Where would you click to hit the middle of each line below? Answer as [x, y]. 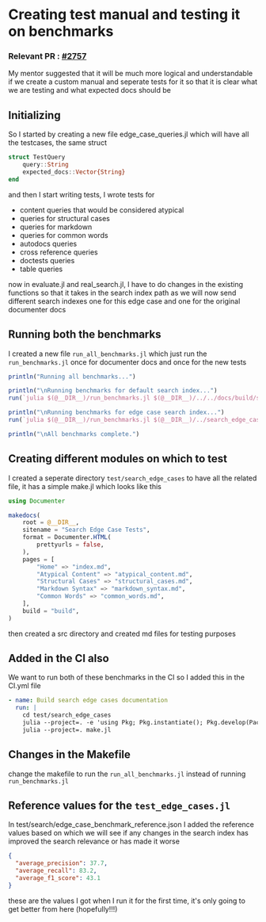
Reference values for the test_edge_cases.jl [120, 806]
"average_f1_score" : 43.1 [58, 878]
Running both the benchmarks [85, 335]
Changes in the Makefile [69, 755]
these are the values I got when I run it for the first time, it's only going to [127, 901]
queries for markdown [56, 227]
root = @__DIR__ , [51, 522]
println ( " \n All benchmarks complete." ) [74, 434]
